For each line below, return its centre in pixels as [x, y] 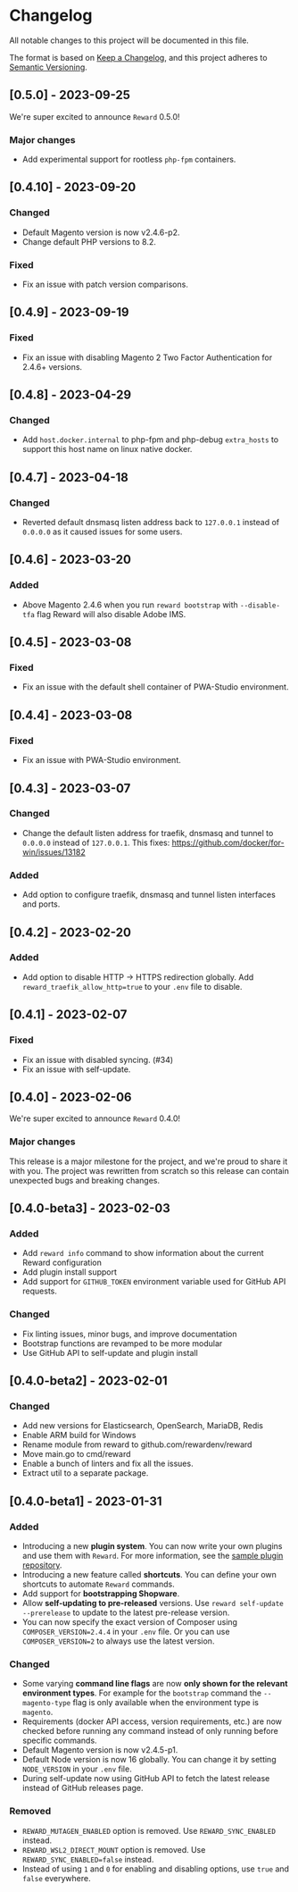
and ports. [41, 904]
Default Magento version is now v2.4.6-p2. [101, 232]
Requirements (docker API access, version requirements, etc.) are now [152, 1721]
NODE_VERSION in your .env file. [77, 1769]
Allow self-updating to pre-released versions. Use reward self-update [153, 1603]
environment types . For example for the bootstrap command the [141, 1693]
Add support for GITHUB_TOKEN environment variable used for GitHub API [154, 1282]
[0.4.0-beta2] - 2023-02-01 [88, 1381]
